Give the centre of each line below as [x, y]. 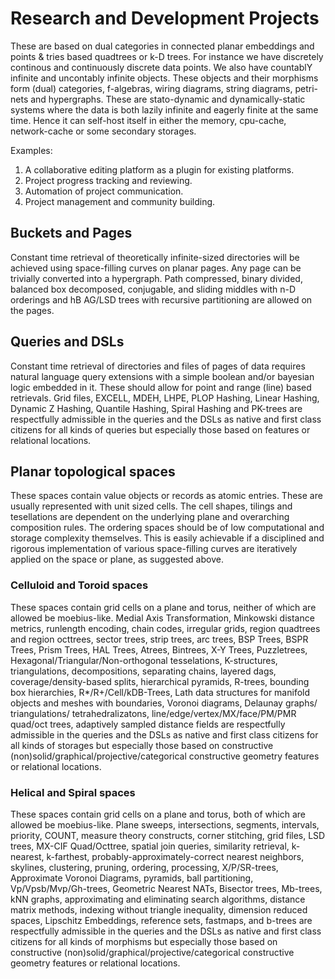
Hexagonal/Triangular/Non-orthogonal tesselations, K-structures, [144, 660]
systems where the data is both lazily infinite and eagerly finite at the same [164, 109]
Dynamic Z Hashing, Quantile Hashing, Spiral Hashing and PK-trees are [156, 408]
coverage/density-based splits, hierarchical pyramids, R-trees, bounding [160, 681]
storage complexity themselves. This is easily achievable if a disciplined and [167, 538]
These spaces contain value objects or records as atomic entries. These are [166, 496]
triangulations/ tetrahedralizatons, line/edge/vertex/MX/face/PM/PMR [153, 713]
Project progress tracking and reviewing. [108, 180]
